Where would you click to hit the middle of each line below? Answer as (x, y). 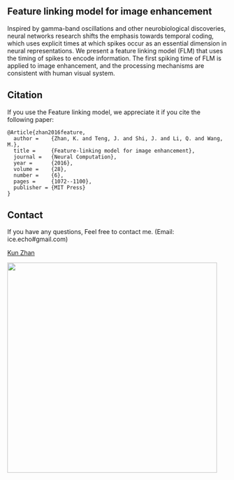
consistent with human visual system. (61, 73)
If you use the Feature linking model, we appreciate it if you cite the (104, 112)
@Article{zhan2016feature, (46, 132)
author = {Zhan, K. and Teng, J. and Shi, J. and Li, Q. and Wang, (118, 138)
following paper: (31, 119)
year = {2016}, (43, 163)
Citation (25, 95)
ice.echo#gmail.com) (38, 239)
